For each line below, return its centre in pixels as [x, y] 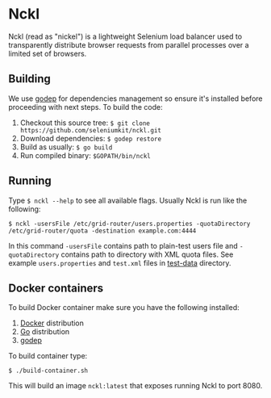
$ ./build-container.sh [48, 371]
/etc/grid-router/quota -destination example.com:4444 [102, 231]
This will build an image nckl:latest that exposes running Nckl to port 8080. [135, 386]
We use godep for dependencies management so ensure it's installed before [135, 98]
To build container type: [48, 356]
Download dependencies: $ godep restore [91, 138]
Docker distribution [52, 323]
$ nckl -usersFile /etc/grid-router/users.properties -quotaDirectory [129, 224]
